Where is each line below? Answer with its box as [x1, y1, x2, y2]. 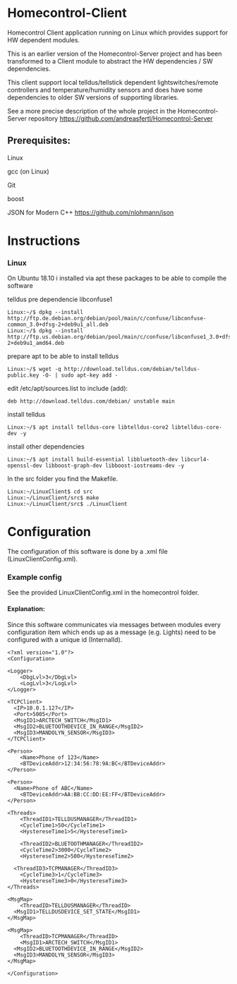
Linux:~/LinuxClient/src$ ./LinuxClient [7, 501, 128, 508]
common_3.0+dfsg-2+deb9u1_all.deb [7, 321, 109, 329]
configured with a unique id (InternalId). [7, 635, 123, 643]
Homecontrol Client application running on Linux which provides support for [7, 28, 228, 37]
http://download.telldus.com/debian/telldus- [63, 365, 200, 373]
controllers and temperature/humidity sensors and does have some [7, 85, 203, 94]
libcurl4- [181, 456, 210, 463]
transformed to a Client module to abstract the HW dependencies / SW [7, 56, 213, 65]
